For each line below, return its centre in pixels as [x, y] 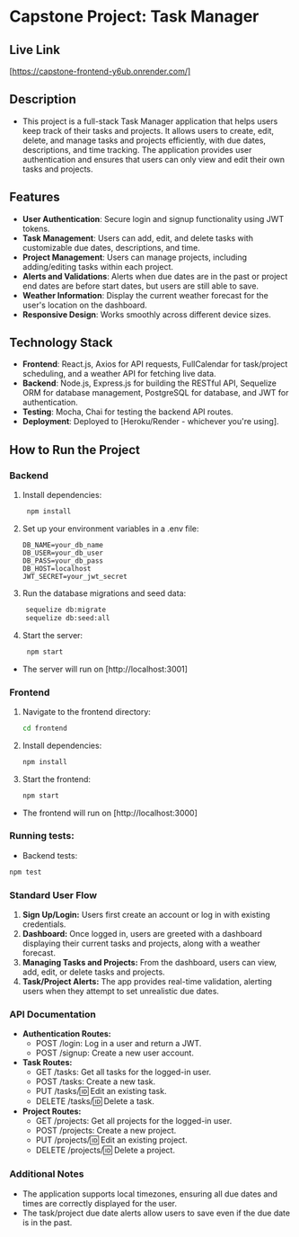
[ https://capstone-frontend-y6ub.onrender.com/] [100, 71]
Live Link [35, 50]
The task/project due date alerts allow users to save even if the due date [156, 1213]
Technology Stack [61, 343]
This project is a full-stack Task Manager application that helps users [150, 121]
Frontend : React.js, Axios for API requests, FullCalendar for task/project [155, 364]
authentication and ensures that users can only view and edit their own [154, 159]
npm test [26, 872]
